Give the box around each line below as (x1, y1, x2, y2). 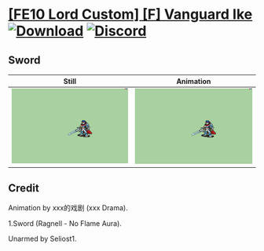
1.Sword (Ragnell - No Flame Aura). (8, 219, 122, 228)
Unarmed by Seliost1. (8, 234, 77, 244)
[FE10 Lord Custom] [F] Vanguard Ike (8, 5, 253, 24)
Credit (8, 181, 39, 195)
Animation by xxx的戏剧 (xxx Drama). (8, 203, 128, 213)
